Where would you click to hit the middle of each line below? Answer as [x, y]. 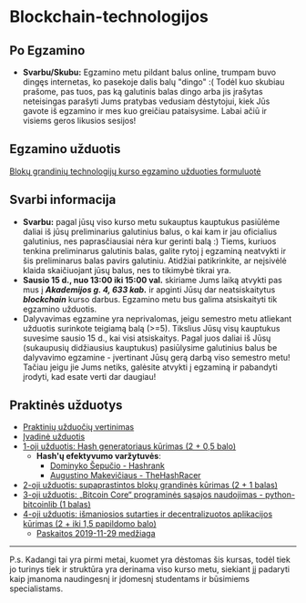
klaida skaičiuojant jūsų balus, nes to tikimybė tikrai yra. [127, 270]
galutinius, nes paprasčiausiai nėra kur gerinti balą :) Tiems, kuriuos [149, 241]
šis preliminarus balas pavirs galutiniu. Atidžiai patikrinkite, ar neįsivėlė [154, 261]
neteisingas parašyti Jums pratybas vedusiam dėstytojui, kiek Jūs [146, 101]
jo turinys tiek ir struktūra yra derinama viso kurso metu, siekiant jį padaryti [149, 569]
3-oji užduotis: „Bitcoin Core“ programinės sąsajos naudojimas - [143, 495]
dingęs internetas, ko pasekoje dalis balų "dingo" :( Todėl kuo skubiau [153, 82]
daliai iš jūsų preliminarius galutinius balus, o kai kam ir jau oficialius [150, 231]
